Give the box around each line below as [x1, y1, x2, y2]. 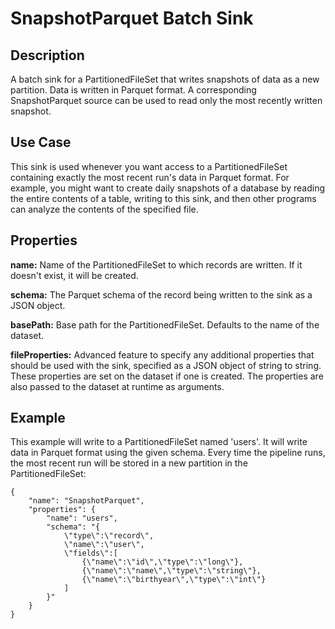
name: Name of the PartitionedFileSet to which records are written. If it [10, 258, 303, 271]
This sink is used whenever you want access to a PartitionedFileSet [10, 160, 288, 172]
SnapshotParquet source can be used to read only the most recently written [10, 95, 323, 106]
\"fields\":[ [63, 548, 118, 559]
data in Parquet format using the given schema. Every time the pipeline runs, [10, 447, 326, 459]
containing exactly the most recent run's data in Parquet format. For [10, 171, 290, 183]
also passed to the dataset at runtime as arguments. [10, 380, 225, 392]
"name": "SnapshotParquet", [28, 496, 145, 506]
